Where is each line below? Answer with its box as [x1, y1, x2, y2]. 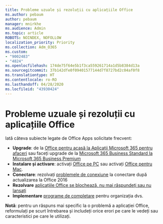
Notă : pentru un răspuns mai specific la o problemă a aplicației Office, [5, 202, 149, 208]
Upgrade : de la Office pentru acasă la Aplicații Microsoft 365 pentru [12, 145, 153, 151]
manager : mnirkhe [5, 21, 41, 27]
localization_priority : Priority [5, 40, 75, 45]
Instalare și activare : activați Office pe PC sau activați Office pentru [12, 161, 152, 167]
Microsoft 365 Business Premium [12, 156, 81, 162]
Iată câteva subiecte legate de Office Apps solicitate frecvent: [5, 135, 132, 141]
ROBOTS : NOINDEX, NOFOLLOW [5, 36, 61, 41]
